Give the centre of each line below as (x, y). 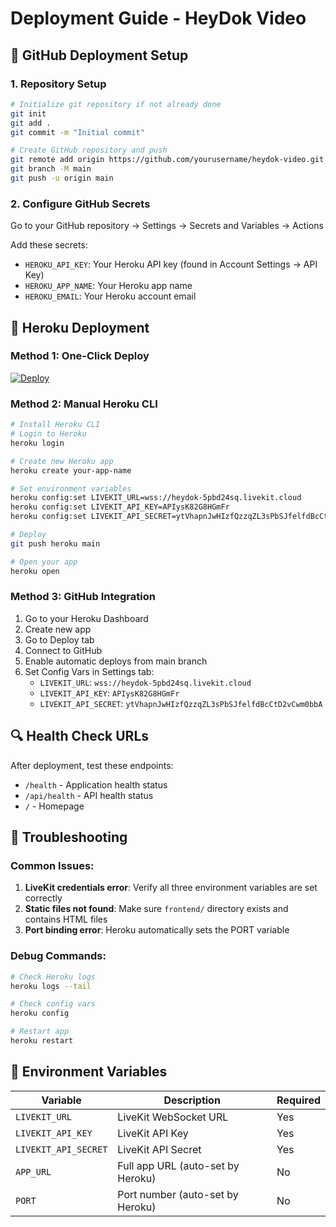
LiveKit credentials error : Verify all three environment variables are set (171, 888)
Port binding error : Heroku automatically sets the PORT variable (157, 930)
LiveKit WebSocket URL (173, 1117)
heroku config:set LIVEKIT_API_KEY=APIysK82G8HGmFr (120, 507)
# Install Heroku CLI (55, 425)
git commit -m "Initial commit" (77, 132)
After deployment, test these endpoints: (92, 765)
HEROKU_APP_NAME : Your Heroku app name (108, 286)
